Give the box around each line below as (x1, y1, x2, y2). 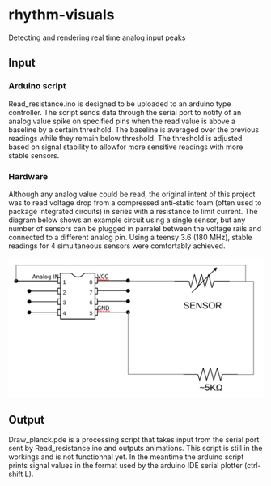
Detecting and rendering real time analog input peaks (8, 32, 186, 42)
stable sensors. (8, 150, 60, 160)
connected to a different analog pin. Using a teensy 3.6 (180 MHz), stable (8, 232, 252, 242)
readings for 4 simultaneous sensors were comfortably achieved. (8, 241, 226, 251)
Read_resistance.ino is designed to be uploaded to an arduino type (8, 99, 231, 109)
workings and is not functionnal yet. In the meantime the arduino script (8, 452, 244, 462)
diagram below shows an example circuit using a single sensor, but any (8, 215, 246, 225)
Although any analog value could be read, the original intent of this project (8, 189, 256, 199)
